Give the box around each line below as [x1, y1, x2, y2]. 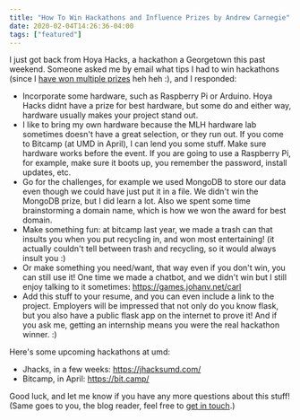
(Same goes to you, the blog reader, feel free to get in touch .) [9, 400, 236, 411]
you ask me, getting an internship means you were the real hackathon [21, 319, 280, 330]
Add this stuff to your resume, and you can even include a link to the [21, 291, 275, 302]
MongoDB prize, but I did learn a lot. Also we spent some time [21, 196, 251, 206]
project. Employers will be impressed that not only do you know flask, [21, 301, 279, 311]
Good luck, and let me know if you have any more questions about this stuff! [9, 391, 291, 402]
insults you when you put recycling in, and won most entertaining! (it [21, 234, 275, 245]
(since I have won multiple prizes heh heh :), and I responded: [9, 74, 237, 84]
